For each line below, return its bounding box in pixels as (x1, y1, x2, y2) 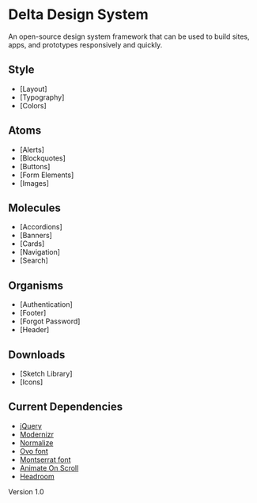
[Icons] (19, 377, 43, 387)
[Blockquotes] (19, 153, 66, 163)
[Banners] (19, 231, 53, 240)
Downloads (8, 348, 66, 361)
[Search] (19, 255, 49, 266)
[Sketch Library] (19, 369, 73, 378)
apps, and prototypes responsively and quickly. (8, 40, 163, 49)
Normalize (19, 437, 54, 448)
